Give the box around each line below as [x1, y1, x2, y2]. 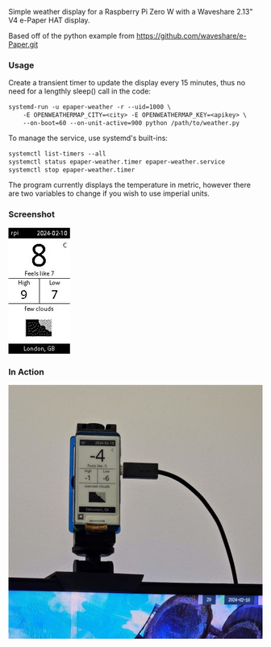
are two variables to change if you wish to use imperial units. [8, 189, 210, 198]
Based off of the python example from [8, 31, 135, 40]
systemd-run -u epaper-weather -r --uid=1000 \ [8, 103, 172, 111]
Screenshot [8, 209, 55, 220]
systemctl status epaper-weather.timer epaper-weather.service [8, 158, 226, 166]
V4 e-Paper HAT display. [8, 15, 90, 25]
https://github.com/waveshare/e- [136, 31, 248, 40]
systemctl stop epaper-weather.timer [8, 166, 135, 174]
